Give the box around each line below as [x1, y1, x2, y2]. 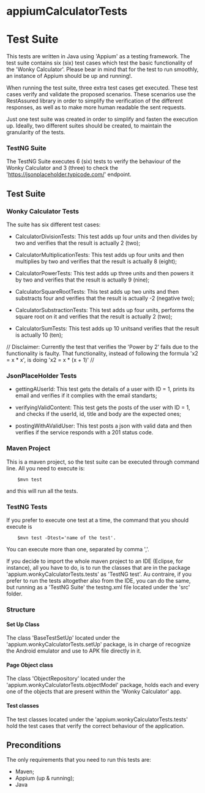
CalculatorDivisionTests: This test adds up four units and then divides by [15, 233, 198, 240]
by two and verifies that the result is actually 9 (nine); [15, 276, 150, 283]
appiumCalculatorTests [6, 4, 127, 18]
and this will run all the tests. [6, 487, 78, 494]
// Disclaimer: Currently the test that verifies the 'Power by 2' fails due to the [6, 343, 199, 351]
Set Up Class [6, 621, 40, 628]
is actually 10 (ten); [15, 331, 63, 339]
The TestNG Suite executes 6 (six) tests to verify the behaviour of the [6, 158, 181, 165]
